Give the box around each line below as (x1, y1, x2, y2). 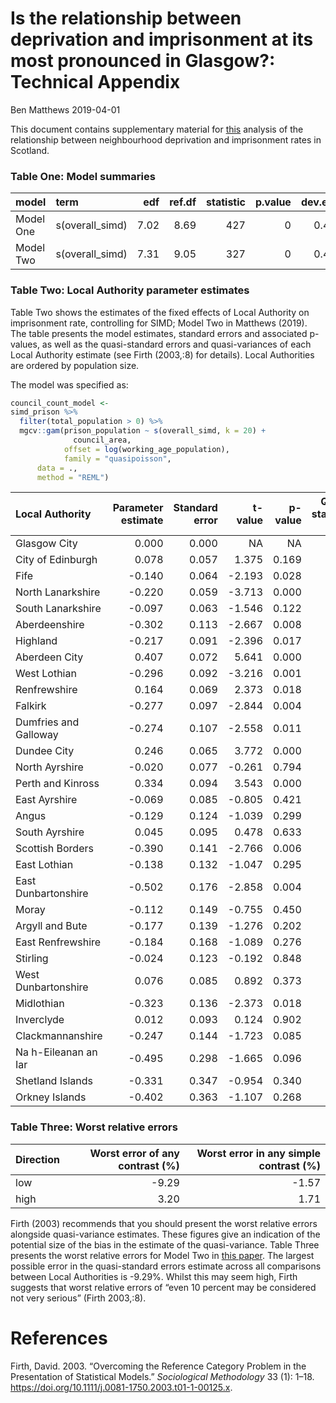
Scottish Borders (15, 842, 94, 856)
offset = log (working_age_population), (63, 444, 230, 454)
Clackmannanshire (15, 1029, 103, 1043)
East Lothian (15, 858, 74, 872)
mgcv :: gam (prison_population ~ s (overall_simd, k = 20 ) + (19, 426, 267, 436)
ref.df (169, 195, 197, 209)
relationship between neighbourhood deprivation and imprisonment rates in (10, 133, 322, 146)
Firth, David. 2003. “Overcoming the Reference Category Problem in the (10, 1360, 307, 1372)
